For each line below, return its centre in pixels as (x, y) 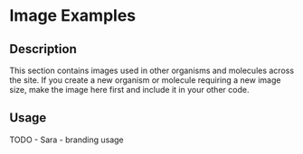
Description (43, 49)
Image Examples (73, 16)
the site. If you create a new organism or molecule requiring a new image (145, 80)
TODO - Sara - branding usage (66, 140)
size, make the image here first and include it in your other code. (129, 90)
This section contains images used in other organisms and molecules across (152, 70)
